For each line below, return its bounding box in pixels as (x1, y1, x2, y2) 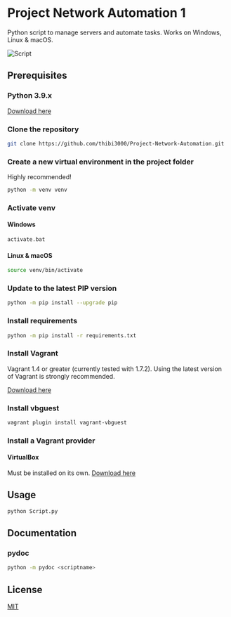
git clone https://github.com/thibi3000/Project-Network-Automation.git (7, 140, 225, 147)
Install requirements (7, 316, 78, 326)
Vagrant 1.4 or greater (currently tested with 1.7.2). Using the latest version (7, 364, 223, 373)
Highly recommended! (7, 173, 72, 181)
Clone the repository (7, 124, 79, 134)
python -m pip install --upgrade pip (7, 299, 118, 306)
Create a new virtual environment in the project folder (7, 157, 194, 167)
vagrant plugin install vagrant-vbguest (7, 419, 128, 426)
